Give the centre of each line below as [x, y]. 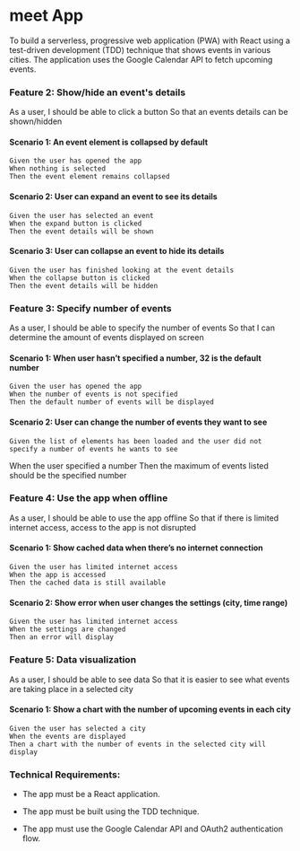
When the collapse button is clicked [80, 278]
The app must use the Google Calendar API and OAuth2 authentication [153, 829]
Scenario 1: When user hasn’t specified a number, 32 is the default [135, 358]
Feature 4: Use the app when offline [89, 498]
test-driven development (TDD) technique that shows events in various [140, 49]
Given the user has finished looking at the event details [122, 270]
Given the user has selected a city [77, 728]
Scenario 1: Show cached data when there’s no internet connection [137, 548]
